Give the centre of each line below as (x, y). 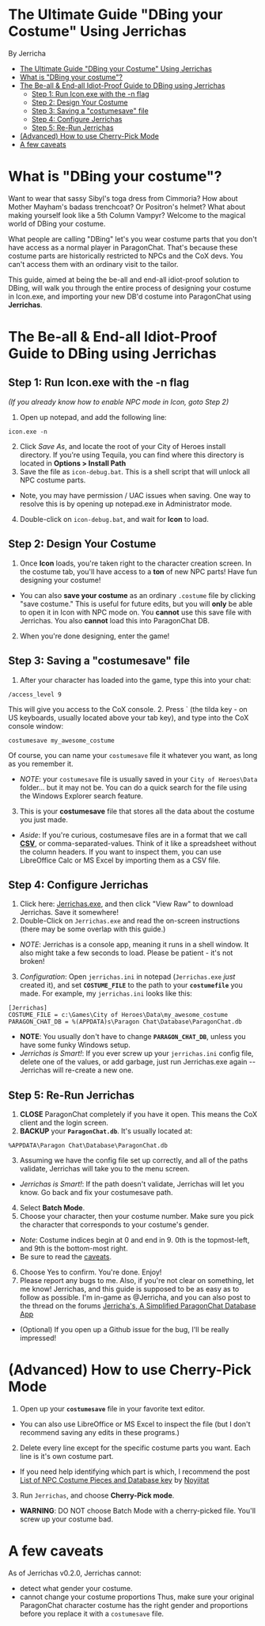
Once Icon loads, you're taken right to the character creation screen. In (135, 563)
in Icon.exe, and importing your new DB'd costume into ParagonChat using (130, 296)
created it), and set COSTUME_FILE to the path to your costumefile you (131, 985)
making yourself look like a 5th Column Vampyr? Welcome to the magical (127, 215)
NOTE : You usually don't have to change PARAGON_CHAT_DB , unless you (133, 1037)
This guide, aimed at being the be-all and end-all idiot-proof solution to (124, 280)
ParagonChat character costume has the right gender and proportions (134, 1605)
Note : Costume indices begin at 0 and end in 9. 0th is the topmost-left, (134, 1240)
